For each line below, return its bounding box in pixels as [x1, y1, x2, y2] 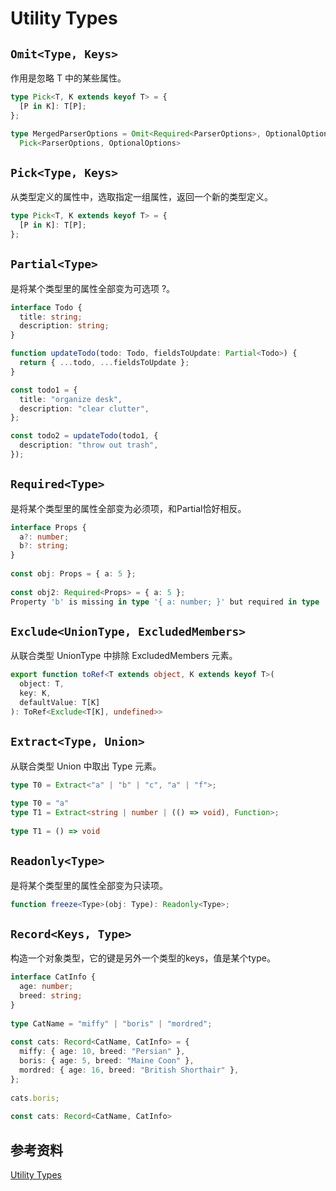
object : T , [19, 679, 65, 689]
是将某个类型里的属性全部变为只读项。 [10, 879, 168, 891]
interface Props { [10, 522, 87, 532]
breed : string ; [19, 991, 83, 1001]
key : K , [19, 688, 52, 699]
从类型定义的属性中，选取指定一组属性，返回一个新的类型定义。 [10, 191, 273, 203]
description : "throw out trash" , [19, 440, 159, 451]
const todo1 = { [10, 385, 78, 395]
